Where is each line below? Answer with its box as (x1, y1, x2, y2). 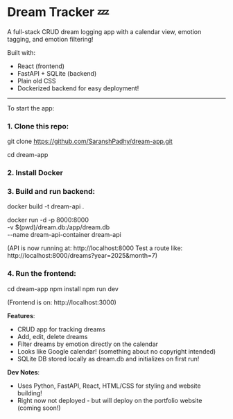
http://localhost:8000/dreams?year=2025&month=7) (7, 252, 158, 260)
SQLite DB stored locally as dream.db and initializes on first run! (17, 354, 200, 363)
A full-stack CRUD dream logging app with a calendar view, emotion (7, 27, 202, 35)
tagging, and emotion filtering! (7, 35, 94, 43)
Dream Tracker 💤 (7, 4, 109, 20)
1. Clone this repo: (7, 121, 69, 131)
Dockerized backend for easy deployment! (17, 84, 139, 92)
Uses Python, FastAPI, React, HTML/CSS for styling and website (17, 381, 201, 390)
